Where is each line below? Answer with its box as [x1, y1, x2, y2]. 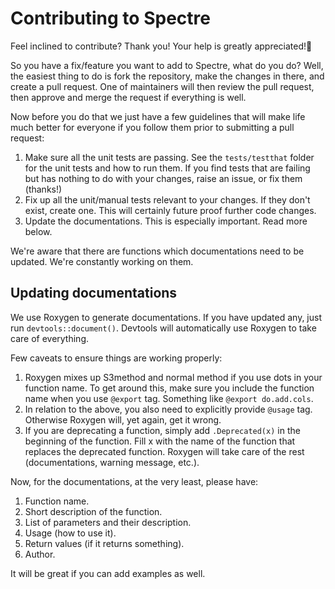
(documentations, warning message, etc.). [24, 456, 200, 468]
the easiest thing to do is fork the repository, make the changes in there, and [10, 70, 325, 82]
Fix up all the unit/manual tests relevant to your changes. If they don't [24, 193, 311, 206]
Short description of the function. [24, 505, 163, 517]
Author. [24, 548, 56, 560]
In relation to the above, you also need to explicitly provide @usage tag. [24, 403, 313, 415]
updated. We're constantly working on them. [10, 255, 194, 267]
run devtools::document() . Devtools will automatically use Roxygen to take [10, 322, 317, 334]
